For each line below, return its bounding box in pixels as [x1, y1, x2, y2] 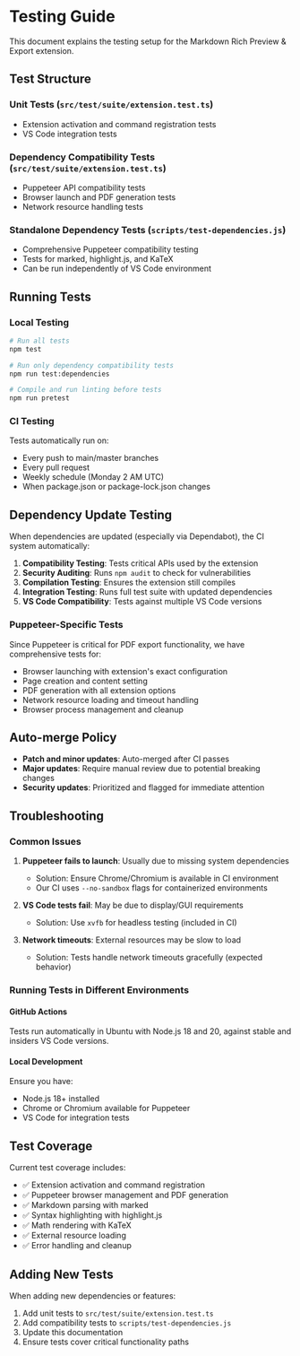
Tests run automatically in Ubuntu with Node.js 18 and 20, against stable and [9, 1026, 292, 1037]
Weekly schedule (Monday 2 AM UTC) [21, 472, 164, 482]
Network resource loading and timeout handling [21, 694, 199, 705]
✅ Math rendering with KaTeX [21, 1220, 132, 1230]
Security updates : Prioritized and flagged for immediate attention [21, 782, 265, 793]
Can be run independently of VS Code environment [21, 263, 212, 274]
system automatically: [9, 541, 90, 552]
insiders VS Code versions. [9, 1036, 109, 1047]
